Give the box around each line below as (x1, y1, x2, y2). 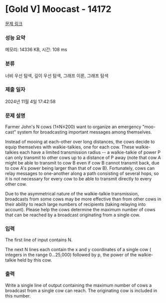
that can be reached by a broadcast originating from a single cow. (5, 212, 141, 218)
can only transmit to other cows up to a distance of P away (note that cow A (5, 154, 161, 160)
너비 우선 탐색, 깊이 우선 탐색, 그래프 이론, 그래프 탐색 (5, 72, 109, 78)
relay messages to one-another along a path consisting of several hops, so (5, 170, 159, 176)
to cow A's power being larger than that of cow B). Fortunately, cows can (5, 165, 155, 171)
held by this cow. (17, 257, 52, 263)
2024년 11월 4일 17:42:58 (5, 98, 56, 104)
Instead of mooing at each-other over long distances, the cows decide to (5, 139, 155, 145)
